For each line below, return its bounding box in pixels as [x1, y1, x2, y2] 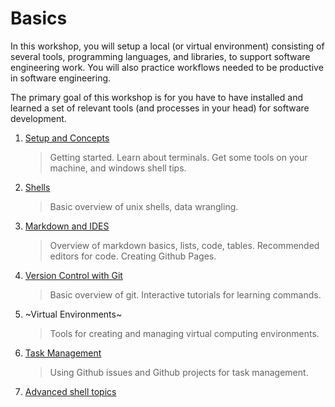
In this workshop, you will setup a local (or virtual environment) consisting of [10, 40, 325, 52]
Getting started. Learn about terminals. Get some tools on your [49, 151, 308, 163]
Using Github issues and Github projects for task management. [49, 366, 309, 378]
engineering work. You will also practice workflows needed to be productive [10, 61, 324, 73]
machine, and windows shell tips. [49, 162, 187, 174]
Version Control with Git [24, 269, 123, 281]
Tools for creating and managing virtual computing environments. [49, 327, 320, 339]
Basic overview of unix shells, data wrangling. [49, 200, 239, 212]
